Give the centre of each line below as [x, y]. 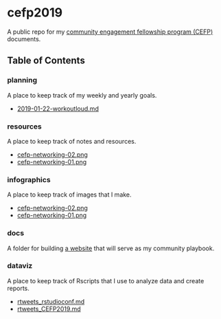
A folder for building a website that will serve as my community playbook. [111, 248]
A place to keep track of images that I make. [69, 195]
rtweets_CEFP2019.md [49, 309]
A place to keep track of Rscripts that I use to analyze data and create [106, 280]
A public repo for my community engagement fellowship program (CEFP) [110, 32]
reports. [18, 288]
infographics [29, 179]
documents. [24, 38]
